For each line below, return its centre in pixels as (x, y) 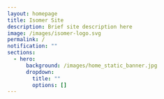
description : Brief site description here (70, 26)
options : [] (50, 85)
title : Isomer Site (36, 20)
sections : (22, 53)
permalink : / (26, 40)
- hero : (25, 59)
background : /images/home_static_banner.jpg (91, 66)
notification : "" (32, 46)
